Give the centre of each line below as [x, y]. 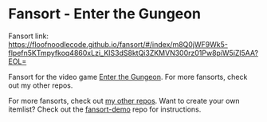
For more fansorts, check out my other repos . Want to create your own [124, 100]
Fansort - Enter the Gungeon [105, 14]
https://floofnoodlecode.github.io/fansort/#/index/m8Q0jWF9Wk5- [118, 44]
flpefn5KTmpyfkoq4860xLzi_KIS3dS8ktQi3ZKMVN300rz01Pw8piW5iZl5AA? [133, 53]
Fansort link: [29, 36]
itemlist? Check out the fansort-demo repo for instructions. [105, 109]
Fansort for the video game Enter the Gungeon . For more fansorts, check [128, 77]
